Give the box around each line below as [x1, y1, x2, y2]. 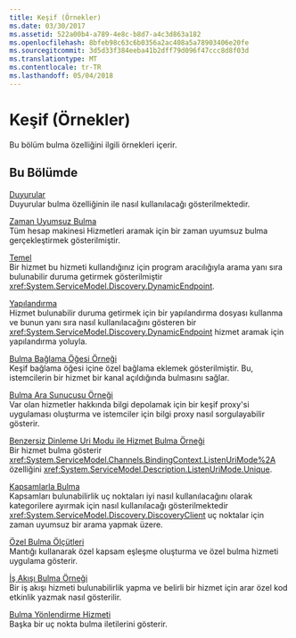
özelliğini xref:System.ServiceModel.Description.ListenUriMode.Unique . [9, 464, 273, 474]
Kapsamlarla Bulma [9, 481, 80, 491]
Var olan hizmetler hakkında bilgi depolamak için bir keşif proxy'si [9, 399, 250, 409]
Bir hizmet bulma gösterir [9, 444, 103, 456]
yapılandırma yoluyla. [9, 336, 87, 347]
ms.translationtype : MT [9, 55, 98, 63]
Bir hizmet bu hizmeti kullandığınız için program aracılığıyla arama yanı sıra [9, 261, 284, 273]
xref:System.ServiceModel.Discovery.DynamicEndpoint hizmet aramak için [9, 326, 284, 337]
